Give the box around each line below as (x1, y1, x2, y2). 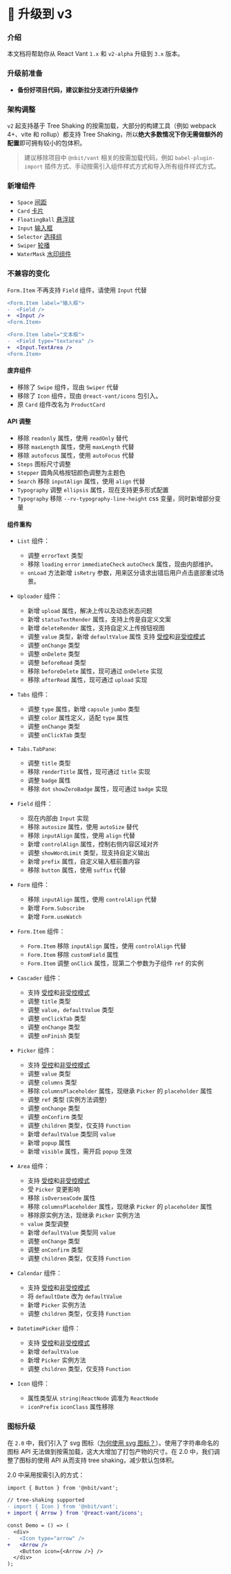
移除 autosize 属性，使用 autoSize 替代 (27, 823, 139, 831)
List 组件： (17, 536, 50, 545)
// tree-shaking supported (7, 1497, 85, 1504)
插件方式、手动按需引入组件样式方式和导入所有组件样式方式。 (44, 162, 220, 171)
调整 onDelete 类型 (27, 650, 81, 658)
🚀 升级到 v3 (7, 6, 72, 22)
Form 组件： (17, 881, 50, 889)
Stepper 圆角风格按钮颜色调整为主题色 (17, 469, 125, 477)
